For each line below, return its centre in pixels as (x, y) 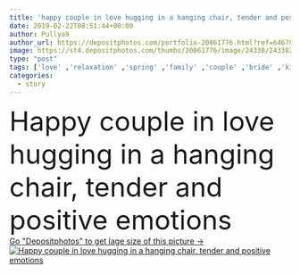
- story (32, 84)
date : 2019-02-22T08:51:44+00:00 (71, 26)
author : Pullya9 (39, 34)
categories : (31, 76)
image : (21, 51)
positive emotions (121, 220)
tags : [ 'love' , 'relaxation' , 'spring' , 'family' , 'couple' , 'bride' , (146, 68)
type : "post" (33, 59)
